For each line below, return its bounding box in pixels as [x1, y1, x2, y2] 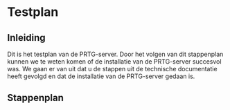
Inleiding [7, 32, 46, 44]
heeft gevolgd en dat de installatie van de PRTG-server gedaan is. [7, 72, 195, 80]
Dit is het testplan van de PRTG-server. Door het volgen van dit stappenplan [7, 50, 224, 58]
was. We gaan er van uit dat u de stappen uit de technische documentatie [7, 65, 218, 73]
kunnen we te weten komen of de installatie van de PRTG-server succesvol [7, 57, 222, 66]
